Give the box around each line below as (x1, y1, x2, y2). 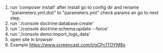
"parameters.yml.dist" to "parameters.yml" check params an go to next (10, 10, 159, 16)
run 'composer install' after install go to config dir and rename (10, 5, 139, 10)
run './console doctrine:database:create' (10, 20, 94, 26)
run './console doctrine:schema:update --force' (10, 26, 109, 32)
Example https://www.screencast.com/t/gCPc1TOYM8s (10, 42, 126, 47)
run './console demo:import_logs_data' (10, 31, 90, 37)
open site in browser (10, 36, 53, 42)
